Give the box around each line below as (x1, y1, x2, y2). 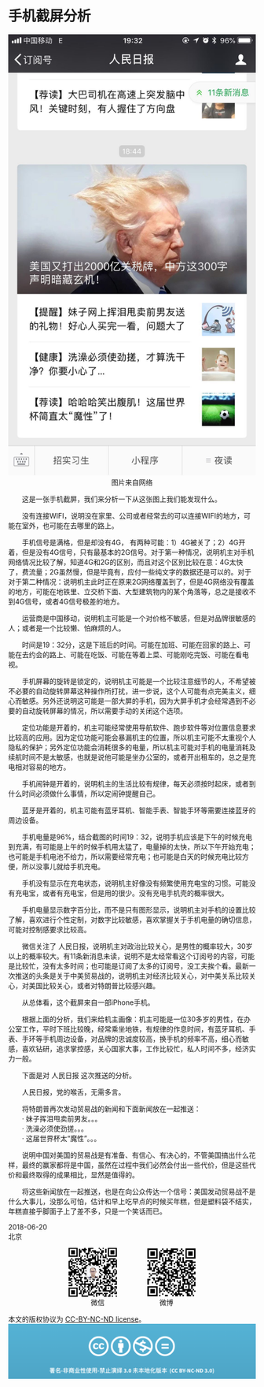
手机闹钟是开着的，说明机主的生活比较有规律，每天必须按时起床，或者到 (21, 779, 256, 788)
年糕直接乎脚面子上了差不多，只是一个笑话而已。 (8, 1207, 167, 1216)
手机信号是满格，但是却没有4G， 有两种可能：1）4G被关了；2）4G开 (21, 537, 246, 547)
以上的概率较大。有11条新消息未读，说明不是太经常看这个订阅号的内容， (8, 951, 241, 961)
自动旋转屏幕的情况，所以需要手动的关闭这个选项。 (21, 706, 187, 716)
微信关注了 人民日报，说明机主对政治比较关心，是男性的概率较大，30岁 (21, 941, 253, 950)
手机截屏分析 (8, 7, 92, 25)
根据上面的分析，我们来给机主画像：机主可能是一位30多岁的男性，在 (21, 1014, 244, 1024)
